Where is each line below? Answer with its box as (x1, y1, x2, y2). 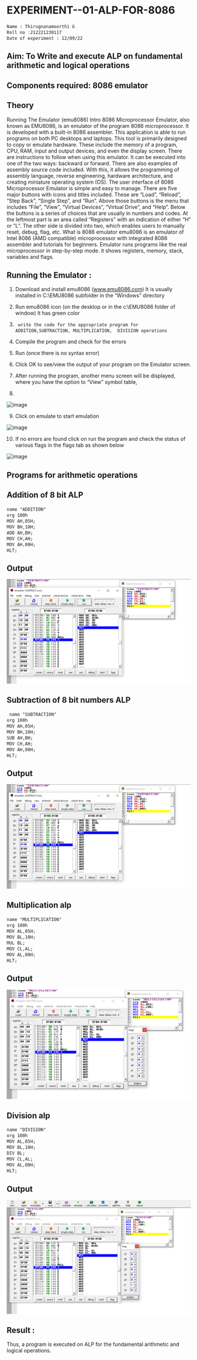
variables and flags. (6, 253, 54, 260)
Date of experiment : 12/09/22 (6, 35, 83, 41)
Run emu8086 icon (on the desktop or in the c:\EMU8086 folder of (15, 303, 176, 311)
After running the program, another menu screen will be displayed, (15, 372, 176, 379)
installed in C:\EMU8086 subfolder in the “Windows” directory (15, 292, 165, 299)
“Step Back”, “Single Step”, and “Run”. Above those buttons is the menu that (6, 197, 189, 204)
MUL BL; (6, 940, 26, 946)
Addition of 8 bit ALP (6, 490, 84, 500)
